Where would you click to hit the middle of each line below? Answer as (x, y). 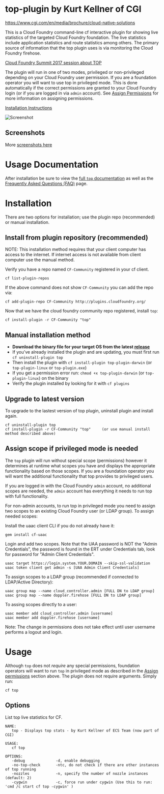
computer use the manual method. (40, 260)
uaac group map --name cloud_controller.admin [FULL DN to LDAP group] (80, 591)
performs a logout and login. (34, 632)
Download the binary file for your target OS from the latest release (81, 347)
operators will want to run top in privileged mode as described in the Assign (82, 671)
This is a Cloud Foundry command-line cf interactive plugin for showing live (82, 32)
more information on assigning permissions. (50, 98)
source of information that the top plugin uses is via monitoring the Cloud (79, 48)
